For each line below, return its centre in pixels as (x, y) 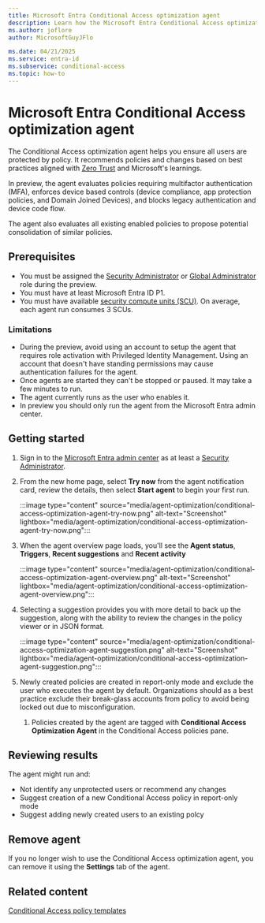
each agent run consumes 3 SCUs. (77, 309)
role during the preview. (58, 284)
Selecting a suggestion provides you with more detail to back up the (130, 609)
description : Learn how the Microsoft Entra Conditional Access (116, 23)
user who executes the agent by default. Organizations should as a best (136, 690)
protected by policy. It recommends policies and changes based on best (125, 159)
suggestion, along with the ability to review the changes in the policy (131, 618)
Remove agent (45, 839)
